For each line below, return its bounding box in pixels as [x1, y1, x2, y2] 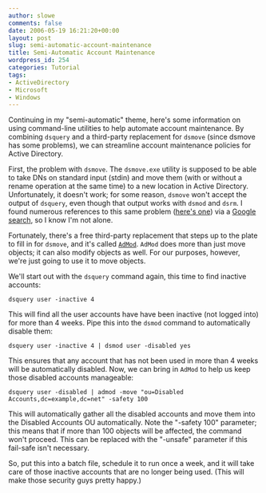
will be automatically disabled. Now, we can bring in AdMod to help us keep [8, 365, 251, 374]
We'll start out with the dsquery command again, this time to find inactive [8, 272, 247, 282]
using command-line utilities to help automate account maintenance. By [8, 124, 244, 133]
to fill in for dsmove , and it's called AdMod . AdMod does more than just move [8, 239, 246, 249]
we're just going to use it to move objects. [8, 256, 146, 266]
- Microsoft [8, 85, 48, 94]
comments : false [8, 19, 62, 27]
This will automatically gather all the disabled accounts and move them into [8, 409, 256, 419]
